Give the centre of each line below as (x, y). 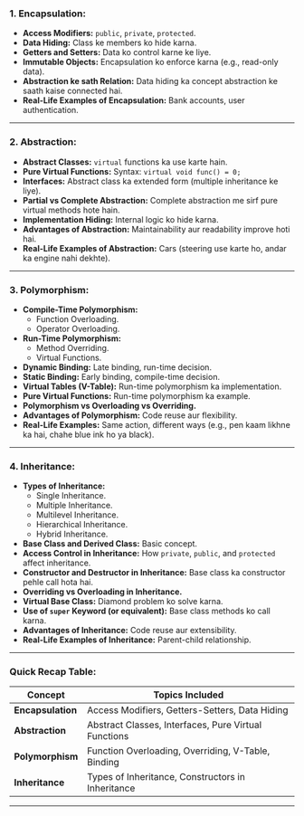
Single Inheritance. (71, 496)
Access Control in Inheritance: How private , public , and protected (149, 554)
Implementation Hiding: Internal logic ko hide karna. (120, 219)
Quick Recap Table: (53, 672)
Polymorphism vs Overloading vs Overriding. (109, 405)
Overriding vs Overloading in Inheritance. (102, 592)
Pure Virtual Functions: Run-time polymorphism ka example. (136, 395)
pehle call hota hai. (57, 583)
